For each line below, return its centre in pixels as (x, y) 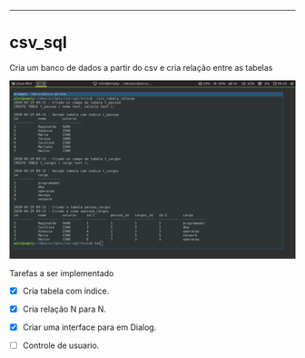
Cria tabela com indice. (66, 291)
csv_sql (38, 43)
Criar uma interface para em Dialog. (89, 327)
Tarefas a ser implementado (62, 273)
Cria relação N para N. (64, 309)
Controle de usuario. (61, 345)
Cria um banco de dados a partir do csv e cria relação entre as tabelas (141, 67)
